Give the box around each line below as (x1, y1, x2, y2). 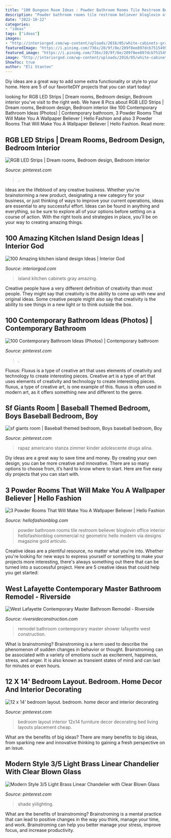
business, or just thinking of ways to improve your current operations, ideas (5, 197, 164, 204)
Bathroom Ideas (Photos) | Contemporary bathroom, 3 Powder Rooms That (5, 110, 162, 116)
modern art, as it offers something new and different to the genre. (5, 389, 143, 395)
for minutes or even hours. (5, 663, 61, 669)
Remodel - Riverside (5, 592, 71, 601)
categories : (5, 21, 31, 27)
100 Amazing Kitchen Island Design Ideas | (5, 234, 144, 243)
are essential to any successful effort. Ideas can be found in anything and (5, 202, 159, 209)
